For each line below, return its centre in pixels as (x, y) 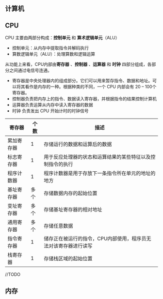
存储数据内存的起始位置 (70, 194)
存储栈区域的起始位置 (68, 259)
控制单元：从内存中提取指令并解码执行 (50, 48)
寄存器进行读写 (75, 246)
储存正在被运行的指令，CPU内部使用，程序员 (95, 239)
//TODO (13, 274)
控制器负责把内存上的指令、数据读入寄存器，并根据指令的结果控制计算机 (84, 99)
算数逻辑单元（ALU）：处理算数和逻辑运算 (54, 54)
